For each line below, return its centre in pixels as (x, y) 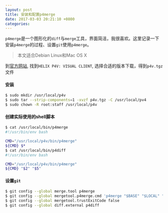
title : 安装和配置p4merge (30, 14)
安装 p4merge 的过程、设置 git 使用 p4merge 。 (48, 45)
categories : (17, 24)
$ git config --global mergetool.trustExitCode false (62, 201)
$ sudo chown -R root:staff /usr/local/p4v (51, 105)
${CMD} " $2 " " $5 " (23, 169)
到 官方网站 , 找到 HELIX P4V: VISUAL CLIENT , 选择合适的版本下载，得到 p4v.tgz (84, 66)
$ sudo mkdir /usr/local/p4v (35, 95)
